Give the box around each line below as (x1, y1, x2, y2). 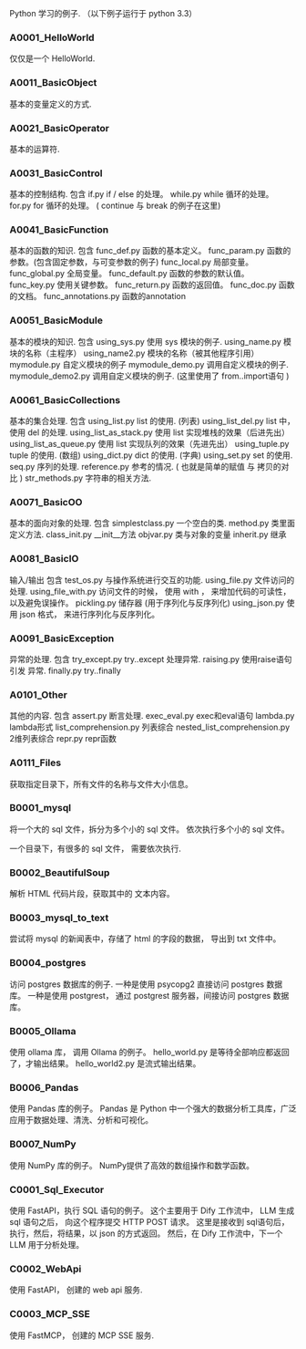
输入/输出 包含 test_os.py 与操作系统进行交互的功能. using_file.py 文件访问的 (9, 574, 295, 586)
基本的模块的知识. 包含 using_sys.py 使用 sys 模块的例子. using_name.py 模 (9, 336, 291, 347)
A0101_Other (9, 688, 68, 700)
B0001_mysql (9, 802, 72, 815)
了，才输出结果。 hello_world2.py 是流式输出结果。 (9, 1058, 201, 1069)
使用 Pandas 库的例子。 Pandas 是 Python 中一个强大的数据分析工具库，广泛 (9, 1103, 297, 1115)
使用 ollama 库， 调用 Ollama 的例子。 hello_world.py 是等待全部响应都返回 (9, 1047, 290, 1058)
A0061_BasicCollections (9, 393, 121, 406)
